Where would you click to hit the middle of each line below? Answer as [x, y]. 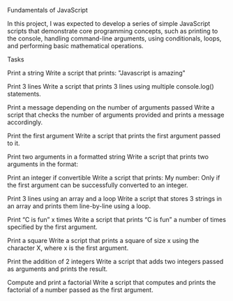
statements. [24, 94]
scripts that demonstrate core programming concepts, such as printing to [113, 31]
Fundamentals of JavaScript [48, 10]
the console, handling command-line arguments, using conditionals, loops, [114, 38]
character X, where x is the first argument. [68, 248]
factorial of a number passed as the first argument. [80, 290]
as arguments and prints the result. [58, 269]
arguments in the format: [43, 164]
